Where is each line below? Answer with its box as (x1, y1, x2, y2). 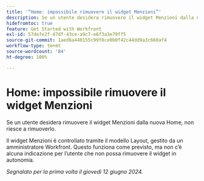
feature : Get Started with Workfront (6, 26, 102, 32)
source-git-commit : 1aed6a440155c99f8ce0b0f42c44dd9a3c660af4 (6, 37, 167, 43)
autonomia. (6, 156, 35, 163)
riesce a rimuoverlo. (6, 125, 56, 132)
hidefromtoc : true (6, 20, 53, 26)
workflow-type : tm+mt (6, 43, 61, 49)
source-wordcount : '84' (6, 49, 67, 55)
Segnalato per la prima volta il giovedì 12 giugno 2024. (6, 168, 144, 175)
